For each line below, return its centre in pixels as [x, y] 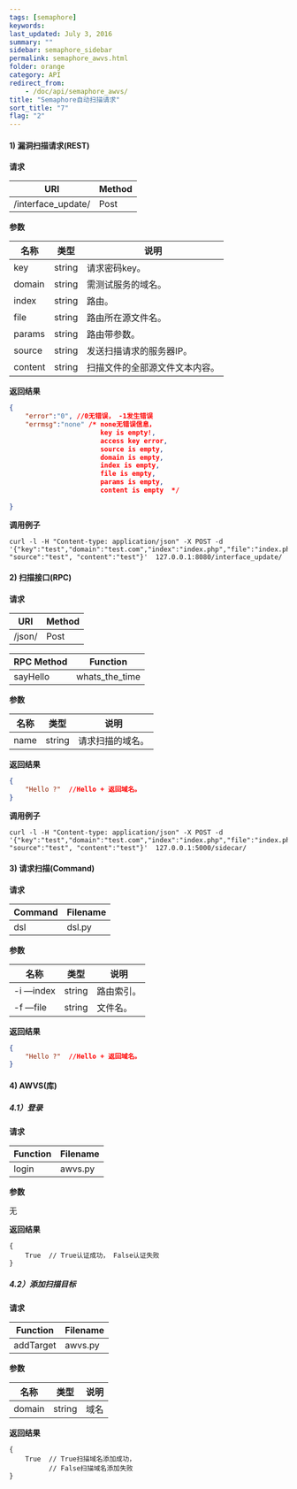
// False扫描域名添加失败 [91, 1468]
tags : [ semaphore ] [43, 17]
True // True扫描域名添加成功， [80, 1459]
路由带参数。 [114, 334]
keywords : [27, 26]
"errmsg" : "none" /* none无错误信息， [91, 425]
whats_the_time [109, 676]
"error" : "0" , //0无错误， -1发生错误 [89, 417]
